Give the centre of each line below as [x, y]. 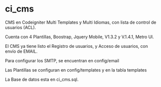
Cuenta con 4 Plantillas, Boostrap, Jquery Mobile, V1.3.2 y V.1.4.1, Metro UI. [80, 37]
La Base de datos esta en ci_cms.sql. [42, 79]
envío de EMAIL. [21, 51]
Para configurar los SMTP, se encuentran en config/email [62, 60]
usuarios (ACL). [21, 27]
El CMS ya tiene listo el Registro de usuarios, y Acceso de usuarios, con [77, 46]
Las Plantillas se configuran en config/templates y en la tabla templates [76, 70]
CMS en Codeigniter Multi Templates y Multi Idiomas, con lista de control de [80, 22]
